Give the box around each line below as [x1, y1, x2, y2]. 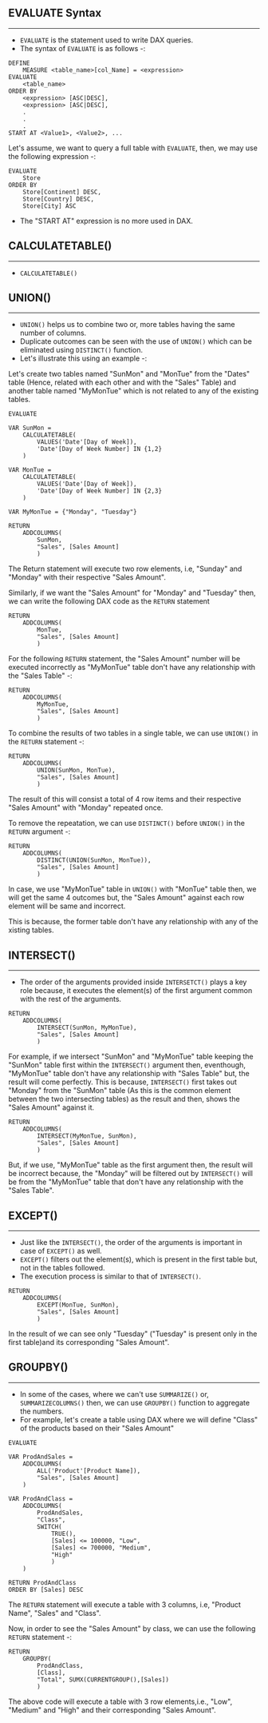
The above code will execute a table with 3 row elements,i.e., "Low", [8, 1697, 233, 1706]
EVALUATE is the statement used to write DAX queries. [19, 35, 194, 45]
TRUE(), [50, 1530, 77, 1538]
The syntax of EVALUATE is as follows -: [19, 43, 146, 53]
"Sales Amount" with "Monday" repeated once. [8, 803, 164, 812]
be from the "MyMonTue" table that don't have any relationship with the [8, 1177, 244, 1187]
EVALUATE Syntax [8, 6, 102, 20]
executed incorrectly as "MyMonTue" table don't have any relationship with [8, 663, 255, 672]
